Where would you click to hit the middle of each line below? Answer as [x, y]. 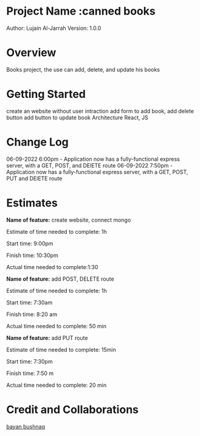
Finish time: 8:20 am [32, 314]
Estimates [32, 203]
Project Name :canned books [81, 11]
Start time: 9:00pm [30, 243]
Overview [31, 53]
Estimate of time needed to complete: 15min [61, 350]
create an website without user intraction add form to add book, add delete [100, 111]
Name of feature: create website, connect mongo [69, 220]
